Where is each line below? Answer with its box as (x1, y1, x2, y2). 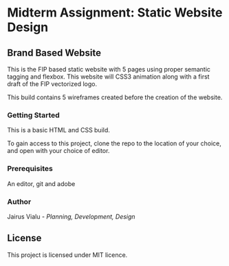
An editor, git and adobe (7, 179, 76, 187)
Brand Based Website (7, 47, 102, 59)
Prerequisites (7, 164, 53, 174)
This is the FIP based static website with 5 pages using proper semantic (7, 65, 211, 73)
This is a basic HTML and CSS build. (7, 126, 110, 134)
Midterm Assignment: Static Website (7, 5, 223, 21)
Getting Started (7, 110, 60, 120)
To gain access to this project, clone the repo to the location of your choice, (7, 139, 222, 147)
